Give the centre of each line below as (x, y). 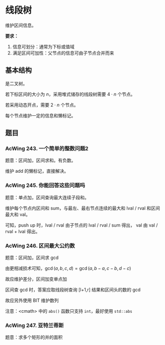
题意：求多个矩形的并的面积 (34, 337)
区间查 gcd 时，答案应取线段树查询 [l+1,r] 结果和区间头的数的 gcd (73, 290)
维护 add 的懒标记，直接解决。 (37, 171)
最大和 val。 (18, 214)
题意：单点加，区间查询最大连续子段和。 (47, 197)
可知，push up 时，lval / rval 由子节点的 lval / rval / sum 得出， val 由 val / (81, 225)
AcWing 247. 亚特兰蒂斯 (34, 325)
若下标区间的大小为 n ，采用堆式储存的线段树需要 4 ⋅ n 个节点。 (70, 94)
